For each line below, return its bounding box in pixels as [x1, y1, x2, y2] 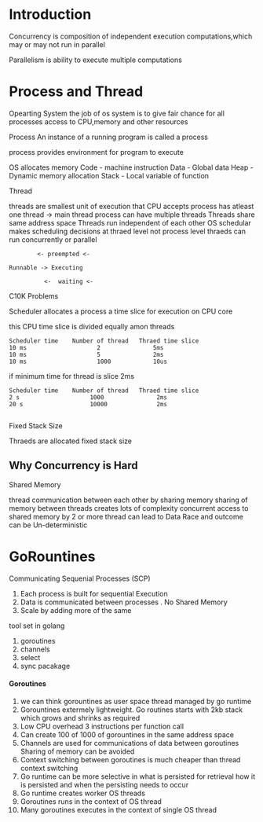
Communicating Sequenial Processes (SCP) [9, 574, 152, 583]
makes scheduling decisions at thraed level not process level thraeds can [9, 226, 247, 236]
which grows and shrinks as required [20, 713, 141, 722]
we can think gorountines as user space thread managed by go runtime [20, 696, 252, 706]
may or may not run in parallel [9, 39, 105, 49]
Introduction [9, 6, 92, 24]
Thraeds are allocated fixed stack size [9, 436, 133, 446]
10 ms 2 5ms [9, 343, 164, 351]
